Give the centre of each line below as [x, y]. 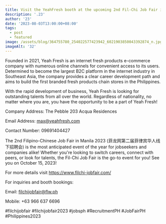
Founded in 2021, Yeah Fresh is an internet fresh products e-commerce [78, 60]
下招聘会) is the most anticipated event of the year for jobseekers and [76, 147]
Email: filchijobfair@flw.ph [32, 191]
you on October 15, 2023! [31, 163]
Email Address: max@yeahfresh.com [43, 121]
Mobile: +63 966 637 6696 [33, 201]
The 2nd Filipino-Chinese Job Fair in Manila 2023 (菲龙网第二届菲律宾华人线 [83, 140]
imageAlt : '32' [21, 46]
